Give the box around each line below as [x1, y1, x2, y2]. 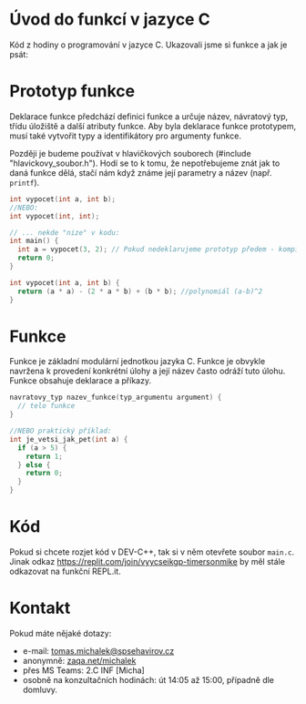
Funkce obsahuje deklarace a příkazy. [9, 375, 152, 386]
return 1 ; [25, 452, 64, 461]
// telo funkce [17, 402, 76, 411]
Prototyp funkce [9, 81, 135, 102]
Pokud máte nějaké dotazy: [9, 627, 112, 638]
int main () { [9, 237, 59, 246]
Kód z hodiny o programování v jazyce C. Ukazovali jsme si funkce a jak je [9, 39, 288, 50]
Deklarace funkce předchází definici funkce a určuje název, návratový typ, [9, 110, 289, 122]
